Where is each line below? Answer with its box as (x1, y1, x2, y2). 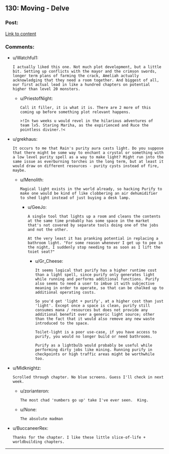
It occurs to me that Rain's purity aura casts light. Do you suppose (12, 146, 164, 151)
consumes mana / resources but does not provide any (35, 307, 148, 312)
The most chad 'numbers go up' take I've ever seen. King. (20, 398, 149, 403)
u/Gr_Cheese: (35, 258, 63, 264)
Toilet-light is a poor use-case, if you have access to (35, 329, 157, 334)
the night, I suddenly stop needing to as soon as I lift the (27, 245, 161, 250)
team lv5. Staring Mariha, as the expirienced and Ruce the (20, 123, 149, 128)
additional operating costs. (35, 290, 97, 295)
